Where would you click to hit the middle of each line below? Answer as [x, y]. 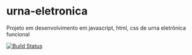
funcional [18, 34]
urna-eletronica [47, 11]
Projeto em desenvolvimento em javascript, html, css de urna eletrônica [96, 28]
